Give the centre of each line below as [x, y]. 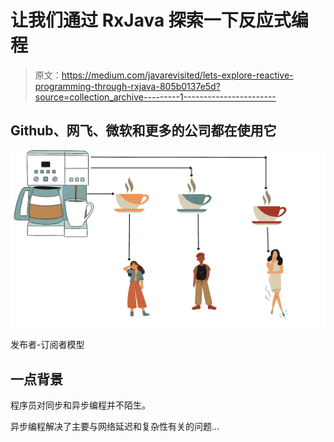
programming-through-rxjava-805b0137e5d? [127, 86]
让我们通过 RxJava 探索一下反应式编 [159, 20]
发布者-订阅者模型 [47, 345]
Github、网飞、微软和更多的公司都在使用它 [143, 131]
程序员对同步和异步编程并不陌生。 [80, 405]
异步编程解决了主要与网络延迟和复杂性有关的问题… [115, 427]
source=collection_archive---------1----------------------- [155, 97]
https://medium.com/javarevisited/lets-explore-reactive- [177, 75]
